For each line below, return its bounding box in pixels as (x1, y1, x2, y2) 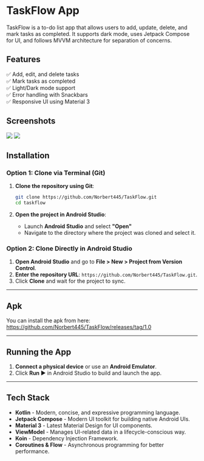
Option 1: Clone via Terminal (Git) (6, 168, 106, 177)
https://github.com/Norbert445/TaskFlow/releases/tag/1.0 (6, 324, 152, 331)
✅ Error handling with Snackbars (6, 91, 88, 98)
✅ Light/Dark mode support (6, 84, 76, 91)
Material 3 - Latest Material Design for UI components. (15, 421, 153, 429)
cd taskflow (15, 200, 46, 206)
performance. (15, 448, 50, 455)
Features (6, 54, 41, 64)
